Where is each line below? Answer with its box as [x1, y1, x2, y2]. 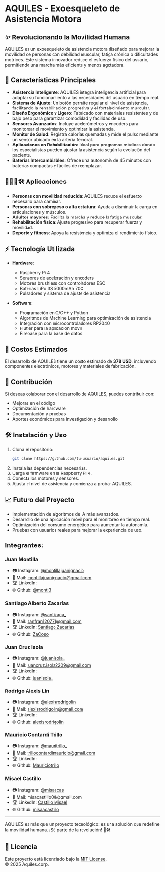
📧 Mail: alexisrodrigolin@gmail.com [12, 706, 83, 712]
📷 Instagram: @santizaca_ [12, 611, 66, 617]
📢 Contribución [5, 378, 53, 386]
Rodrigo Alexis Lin [5, 688, 50, 694]
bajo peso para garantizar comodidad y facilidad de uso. [12, 115, 127, 121]
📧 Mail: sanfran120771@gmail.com [12, 618, 82, 624]
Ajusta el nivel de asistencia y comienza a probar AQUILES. [12, 480, 132, 486]
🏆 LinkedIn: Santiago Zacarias [12, 624, 75, 630]
